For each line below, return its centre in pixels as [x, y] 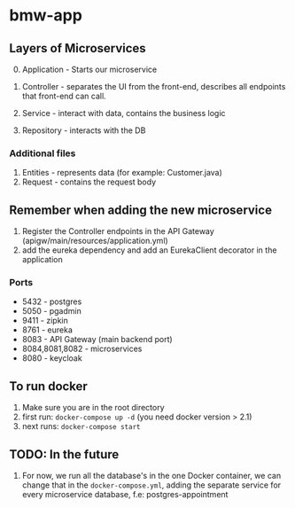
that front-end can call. [64, 96]
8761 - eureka [47, 330]
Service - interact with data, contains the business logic [124, 113]
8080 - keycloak [52, 358]
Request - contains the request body [89, 182]
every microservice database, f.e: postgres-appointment [125, 495]
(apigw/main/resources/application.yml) [95, 241]
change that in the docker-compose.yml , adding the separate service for [151, 485]
